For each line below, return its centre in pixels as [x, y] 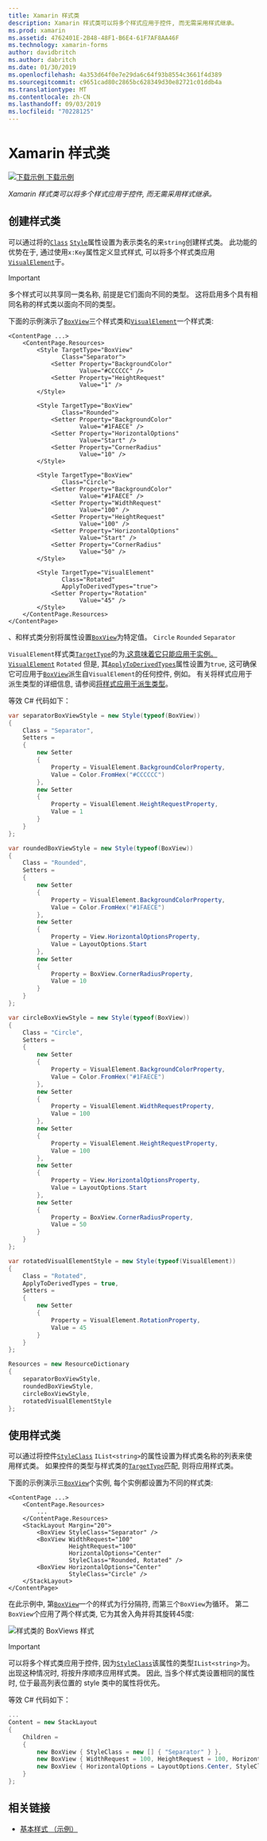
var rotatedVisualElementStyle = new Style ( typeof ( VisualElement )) [122, 1261]
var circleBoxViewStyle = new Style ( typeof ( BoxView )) [99, 1017]
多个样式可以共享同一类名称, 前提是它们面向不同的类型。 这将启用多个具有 [130, 294]
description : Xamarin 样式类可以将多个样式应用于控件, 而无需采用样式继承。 [123, 23]
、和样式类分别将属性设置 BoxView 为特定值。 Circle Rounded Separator [122, 637]
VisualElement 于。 [39, 262]
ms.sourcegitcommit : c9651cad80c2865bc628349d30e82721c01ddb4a [115, 82]
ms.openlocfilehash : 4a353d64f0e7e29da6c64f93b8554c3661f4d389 [115, 75]
